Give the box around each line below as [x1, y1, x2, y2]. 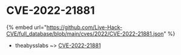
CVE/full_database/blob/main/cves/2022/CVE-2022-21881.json [6, 30, 164, 37]
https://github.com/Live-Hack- [46, 24, 123, 31]
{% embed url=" [6, 24, 47, 31]
